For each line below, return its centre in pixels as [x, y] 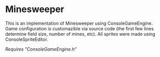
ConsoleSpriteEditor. [27, 39]
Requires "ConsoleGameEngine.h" [41, 49]
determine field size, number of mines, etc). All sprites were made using [80, 34]
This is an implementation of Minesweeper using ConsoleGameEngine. [79, 23]
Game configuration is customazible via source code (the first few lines [79, 28]
